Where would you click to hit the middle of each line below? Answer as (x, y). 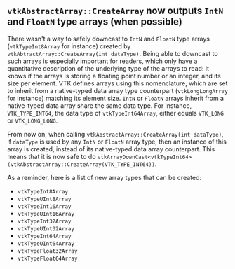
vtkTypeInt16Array (44, 206)
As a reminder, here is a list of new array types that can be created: (105, 177)
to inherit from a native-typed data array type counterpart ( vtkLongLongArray (117, 90)
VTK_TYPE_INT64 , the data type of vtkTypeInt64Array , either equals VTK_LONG (116, 113)
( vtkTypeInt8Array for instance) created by (69, 46)
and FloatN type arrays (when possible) (95, 22)
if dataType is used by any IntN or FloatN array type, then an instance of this (117, 142)
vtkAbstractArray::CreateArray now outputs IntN (115, 11)
